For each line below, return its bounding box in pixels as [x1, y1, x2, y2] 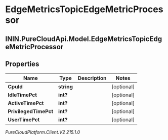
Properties [5, 59, 39, 68]
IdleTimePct [8, 91, 37, 98]
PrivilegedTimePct [8, 108, 54, 115]
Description [77, 75, 107, 82]
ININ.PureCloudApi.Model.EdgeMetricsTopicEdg [5, 34, 162, 43]
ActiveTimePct [8, 100, 44, 107]
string [58, 83, 73, 90]
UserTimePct [8, 116, 40, 123]
